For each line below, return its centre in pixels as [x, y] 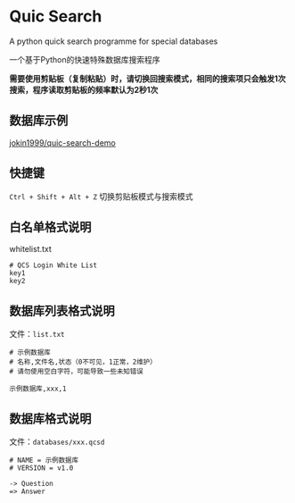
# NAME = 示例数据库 [44, 460]
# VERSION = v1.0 [41, 468]
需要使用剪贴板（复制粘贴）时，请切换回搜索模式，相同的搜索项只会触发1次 [148, 79]
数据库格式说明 [50, 419]
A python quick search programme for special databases [114, 41]
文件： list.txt [37, 334]
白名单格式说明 [50, 226]
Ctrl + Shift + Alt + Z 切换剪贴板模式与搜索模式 [101, 196]
